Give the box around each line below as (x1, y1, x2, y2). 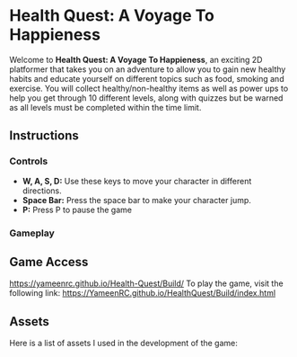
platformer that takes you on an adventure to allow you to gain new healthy (9, 64, 286, 75)
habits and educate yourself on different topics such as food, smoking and (9, 73, 284, 84)
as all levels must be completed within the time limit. (9, 102, 202, 112)
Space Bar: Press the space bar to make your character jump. (22, 194, 251, 205)
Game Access (9, 254, 89, 270)
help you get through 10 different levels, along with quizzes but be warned (9, 92, 284, 103)
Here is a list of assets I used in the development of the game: (9, 338, 238, 349)
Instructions (9, 128, 79, 144)
